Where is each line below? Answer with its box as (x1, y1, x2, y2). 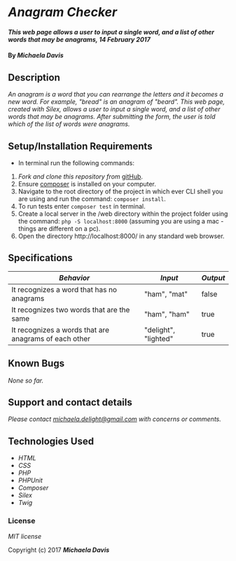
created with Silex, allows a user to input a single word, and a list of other (8, 105, 221, 113)
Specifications (8, 252, 73, 264)
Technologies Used (8, 435, 94, 447)
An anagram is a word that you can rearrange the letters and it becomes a (8, 90, 223, 99)
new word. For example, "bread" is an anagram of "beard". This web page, (8, 97, 225, 106)
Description (8, 71, 60, 83)
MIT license (8, 532, 41, 540)
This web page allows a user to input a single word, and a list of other (8, 27, 215, 36)
